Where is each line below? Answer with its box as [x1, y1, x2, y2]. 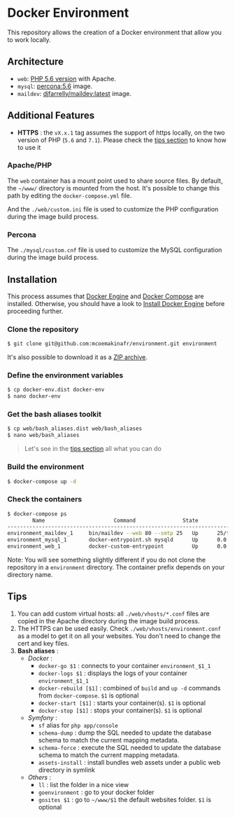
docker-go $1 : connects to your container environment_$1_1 [38, 661, 211, 670]
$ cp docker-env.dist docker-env [7, 387, 105, 394]
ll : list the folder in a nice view [38, 780, 129, 789]
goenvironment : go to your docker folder [38, 788, 155, 796]
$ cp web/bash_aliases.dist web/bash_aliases [7, 425, 142, 432]
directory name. [7, 570, 53, 578]
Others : [27, 772, 51, 782]
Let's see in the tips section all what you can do [24, 445, 162, 453]
